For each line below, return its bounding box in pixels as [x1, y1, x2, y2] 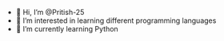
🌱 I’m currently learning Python [15, 24, 118, 33]
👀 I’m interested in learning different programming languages [15, 16, 217, 25]
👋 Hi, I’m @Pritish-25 [15, 8, 85, 17]
